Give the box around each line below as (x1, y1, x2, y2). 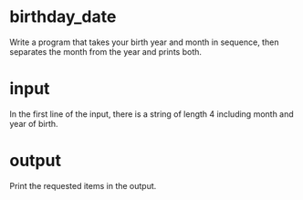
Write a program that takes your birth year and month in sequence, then (9, 37, 279, 47)
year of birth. (9, 118, 58, 129)
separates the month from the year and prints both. (9, 46, 203, 57)
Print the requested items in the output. (9, 180, 157, 191)
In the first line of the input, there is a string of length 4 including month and (9, 108, 294, 120)
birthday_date (9, 6, 117, 27)
